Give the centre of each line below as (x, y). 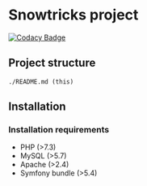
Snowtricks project (73, 15)
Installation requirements (59, 130)
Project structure (52, 63)
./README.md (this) (41, 82)
